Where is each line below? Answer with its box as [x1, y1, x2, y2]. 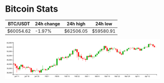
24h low [95, 21, 112, 27]
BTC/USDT [8, 21, 30, 27]
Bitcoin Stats [5, 3, 58, 15]
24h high [66, 21, 86, 27]
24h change [35, 21, 60, 27]
